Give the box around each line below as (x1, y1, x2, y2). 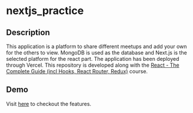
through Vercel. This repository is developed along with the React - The (6, 61, 179, 69)
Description (6, 28, 50, 37)
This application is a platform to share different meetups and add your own (6, 43, 187, 50)
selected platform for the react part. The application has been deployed (6, 56, 179, 62)
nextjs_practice (6, 4, 84, 18)
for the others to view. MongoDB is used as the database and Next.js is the (6, 49, 187, 56)
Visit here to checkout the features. (6, 100, 92, 107)
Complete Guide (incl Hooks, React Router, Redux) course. (6, 68, 148, 74)
